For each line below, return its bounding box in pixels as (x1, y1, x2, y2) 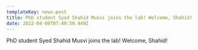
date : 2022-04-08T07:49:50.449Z (6, 20, 89, 26)
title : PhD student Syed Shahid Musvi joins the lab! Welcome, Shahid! (6, 15, 193, 21)
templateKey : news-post (6, 9, 67, 15)
